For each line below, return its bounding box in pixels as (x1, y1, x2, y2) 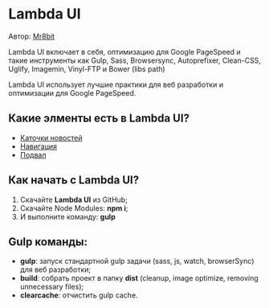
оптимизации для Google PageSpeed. (8, 88, 137, 97)
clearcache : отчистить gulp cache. (19, 290, 138, 300)
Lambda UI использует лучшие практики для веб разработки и (8, 80, 223, 89)
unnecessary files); (19, 282, 84, 292)
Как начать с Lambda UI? (8, 174, 140, 187)
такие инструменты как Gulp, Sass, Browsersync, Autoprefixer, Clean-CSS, (8, 55, 261, 65)
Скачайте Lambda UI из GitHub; (19, 195, 128, 204)
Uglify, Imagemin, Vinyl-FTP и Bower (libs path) (8, 64, 166, 73)
